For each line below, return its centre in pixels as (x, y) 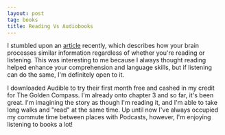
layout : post (26, 13)
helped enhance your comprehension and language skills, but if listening (110, 67)
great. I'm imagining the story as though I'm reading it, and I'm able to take (113, 103)
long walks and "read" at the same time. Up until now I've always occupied (113, 110)
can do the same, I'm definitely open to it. (66, 75)
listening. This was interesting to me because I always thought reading (107, 60)
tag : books (23, 20)
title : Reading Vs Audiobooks (50, 26)
